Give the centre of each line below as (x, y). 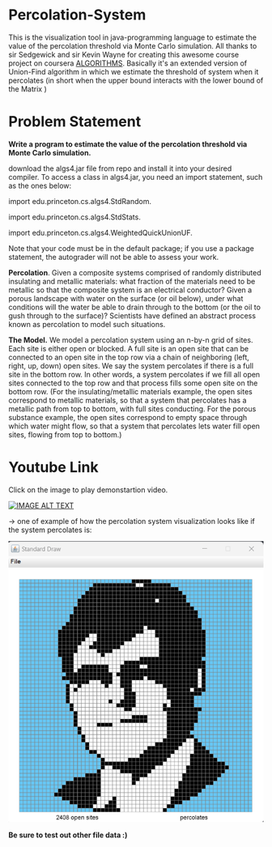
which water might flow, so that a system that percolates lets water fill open (134, 426)
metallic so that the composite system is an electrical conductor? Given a (130, 290)
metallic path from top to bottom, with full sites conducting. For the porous (132, 409)
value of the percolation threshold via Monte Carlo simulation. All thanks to (133, 45)
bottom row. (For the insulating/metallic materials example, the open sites (130, 391)
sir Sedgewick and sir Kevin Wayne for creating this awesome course (124, 54)
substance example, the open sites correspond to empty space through (128, 417)
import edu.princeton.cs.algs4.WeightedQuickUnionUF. (100, 232)
